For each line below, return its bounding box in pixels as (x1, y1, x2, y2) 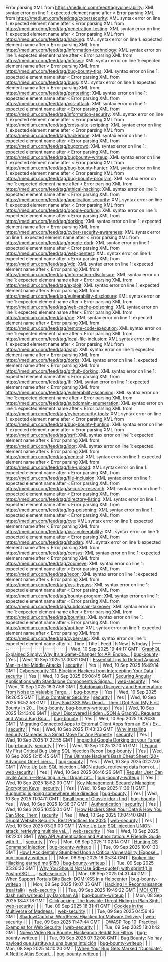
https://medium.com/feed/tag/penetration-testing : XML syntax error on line (5, 26, 161, 32)
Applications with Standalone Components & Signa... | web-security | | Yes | (5, 678, 162, 684)
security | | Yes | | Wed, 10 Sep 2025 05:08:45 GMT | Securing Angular (5, 673, 152, 679)
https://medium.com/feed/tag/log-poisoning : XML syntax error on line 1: (5, 507, 154, 513)
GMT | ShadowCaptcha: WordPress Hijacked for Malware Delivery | (5, 914, 144, 919)
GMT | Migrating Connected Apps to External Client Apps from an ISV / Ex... (5, 721, 162, 727)
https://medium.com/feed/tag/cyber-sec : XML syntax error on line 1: (5, 635, 146, 641)
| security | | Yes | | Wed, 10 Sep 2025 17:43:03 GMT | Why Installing (5, 726, 146, 732)
